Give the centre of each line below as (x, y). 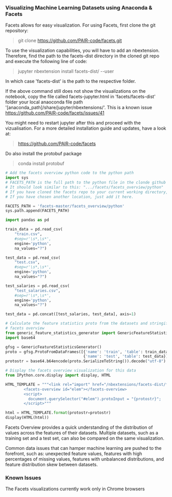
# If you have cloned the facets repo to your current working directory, (87, 192)
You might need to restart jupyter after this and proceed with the (73, 123)
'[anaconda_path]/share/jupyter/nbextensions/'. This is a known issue (79, 108)
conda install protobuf (41, 163)
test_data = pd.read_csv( (33, 258)
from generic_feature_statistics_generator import (60, 333)
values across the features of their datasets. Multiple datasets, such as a (82, 433)
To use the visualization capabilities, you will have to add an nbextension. (82, 51)
